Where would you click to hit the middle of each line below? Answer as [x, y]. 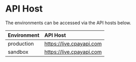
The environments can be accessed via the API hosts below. [68, 23]
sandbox [18, 52]
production [21, 43]
